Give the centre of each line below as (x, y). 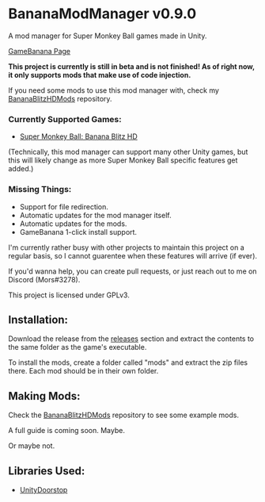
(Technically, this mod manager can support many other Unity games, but (128, 152)
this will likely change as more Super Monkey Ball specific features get (123, 160)
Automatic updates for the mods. (73, 224)
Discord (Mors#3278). (44, 279)
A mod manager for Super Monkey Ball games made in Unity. (108, 36)
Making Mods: (44, 396)
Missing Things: (40, 190)
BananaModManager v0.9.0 (102, 14)
